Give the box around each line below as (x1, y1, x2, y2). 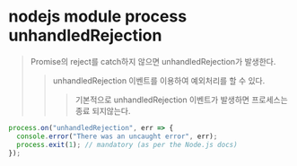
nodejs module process (8, 6, 188, 27)
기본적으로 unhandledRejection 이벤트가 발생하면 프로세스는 (74, 94, 288, 105)
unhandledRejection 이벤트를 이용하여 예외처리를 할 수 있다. (52, 74, 266, 86)
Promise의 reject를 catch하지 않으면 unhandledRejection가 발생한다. (30, 56, 276, 66)
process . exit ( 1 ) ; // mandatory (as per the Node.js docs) (16, 140, 239, 149)
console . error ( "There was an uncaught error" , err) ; (16, 132, 218, 141)
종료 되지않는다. (74, 105, 131, 116)
